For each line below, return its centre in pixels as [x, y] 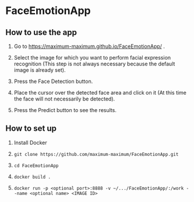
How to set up [31, 129]
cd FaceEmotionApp [36, 166]
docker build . [32, 177]
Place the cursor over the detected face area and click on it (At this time [100, 93]
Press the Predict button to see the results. [65, 110]
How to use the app [41, 32]
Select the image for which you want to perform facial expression [92, 58]
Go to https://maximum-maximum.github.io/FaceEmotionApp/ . [89, 46]
